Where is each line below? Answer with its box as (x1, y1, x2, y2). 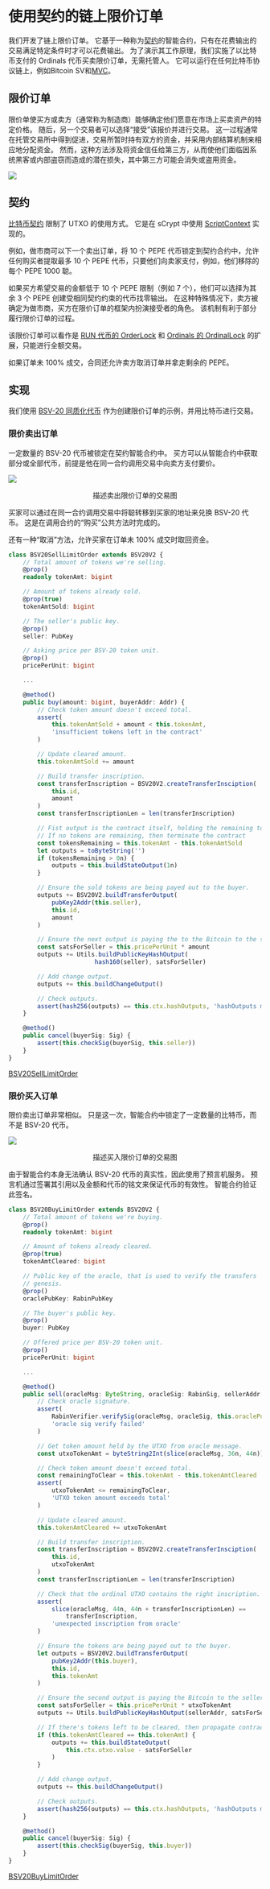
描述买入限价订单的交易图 (92, 1152, 178, 1162)
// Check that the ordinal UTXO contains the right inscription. (37, 1589, 261, 1598)
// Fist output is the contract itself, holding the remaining (37, 825, 253, 833)
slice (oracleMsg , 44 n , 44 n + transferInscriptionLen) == (51, 1605, 247, 1613)
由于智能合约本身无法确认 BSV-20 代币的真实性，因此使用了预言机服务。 (8, 1169, 249, 1179)
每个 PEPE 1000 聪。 (8, 266, 76, 275)
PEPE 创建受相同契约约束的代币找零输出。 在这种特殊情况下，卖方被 (32, 293, 259, 303)
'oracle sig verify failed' (51, 1420, 146, 1428)
